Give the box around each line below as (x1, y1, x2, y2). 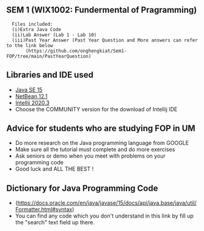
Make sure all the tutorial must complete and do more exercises (15, 146, 175, 153)
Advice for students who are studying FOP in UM (6, 123, 195, 134)
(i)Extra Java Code (12, 26, 62, 32)
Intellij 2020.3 (15, 99, 50, 106)
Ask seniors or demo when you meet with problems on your (15, 152, 166, 159)
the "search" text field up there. (15, 219, 95, 226)
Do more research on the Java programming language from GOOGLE (15, 139, 189, 147)
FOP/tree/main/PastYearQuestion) (6, 53, 92, 59)
